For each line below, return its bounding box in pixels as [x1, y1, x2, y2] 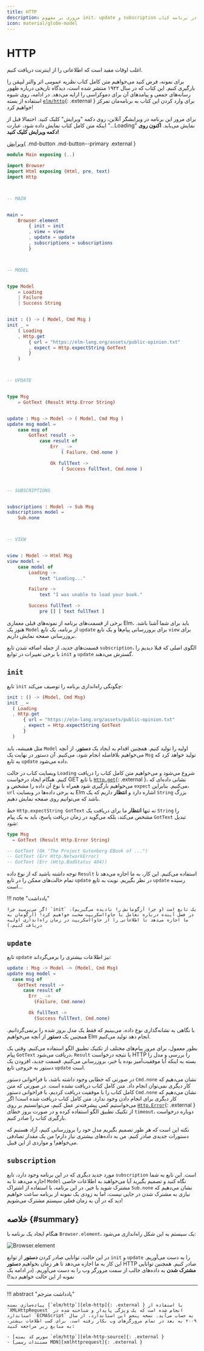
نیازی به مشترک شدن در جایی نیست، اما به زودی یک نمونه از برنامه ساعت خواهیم [7, 1190, 190, 1197]
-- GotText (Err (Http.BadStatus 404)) [7, 859, 108, 865]
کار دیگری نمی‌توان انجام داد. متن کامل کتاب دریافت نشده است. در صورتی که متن [7, 1082, 191, 1089]
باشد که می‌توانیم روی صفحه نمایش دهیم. [7, 795, 100, 802]
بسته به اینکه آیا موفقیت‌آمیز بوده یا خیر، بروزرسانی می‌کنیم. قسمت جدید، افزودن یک [7, 1057, 196, 1064]
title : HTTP [7, 8, 37, 15]
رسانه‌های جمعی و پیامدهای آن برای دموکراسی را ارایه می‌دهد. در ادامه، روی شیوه [7, 91, 191, 98]
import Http [7, 174, 37, 180]
